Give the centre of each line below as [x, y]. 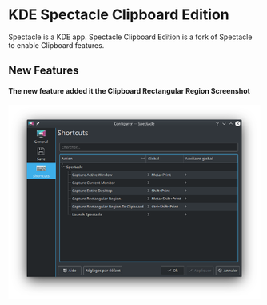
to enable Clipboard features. [56, 45]
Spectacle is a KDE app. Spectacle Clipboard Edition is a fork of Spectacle [130, 37]
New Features [44, 71]
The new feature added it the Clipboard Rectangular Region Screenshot [129, 90]
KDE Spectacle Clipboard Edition [119, 15]
